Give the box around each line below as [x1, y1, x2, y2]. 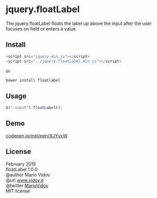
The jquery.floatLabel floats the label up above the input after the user [6, 20, 152, 26]
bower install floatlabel [6, 78, 60, 83]
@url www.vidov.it [6, 177, 44, 183]
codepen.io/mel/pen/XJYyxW [6, 133, 68, 139]
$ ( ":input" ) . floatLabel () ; [6, 105, 63, 110]
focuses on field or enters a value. [6, 25, 77, 31]
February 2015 [6, 161, 36, 167]
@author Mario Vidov [6, 172, 50, 178]
